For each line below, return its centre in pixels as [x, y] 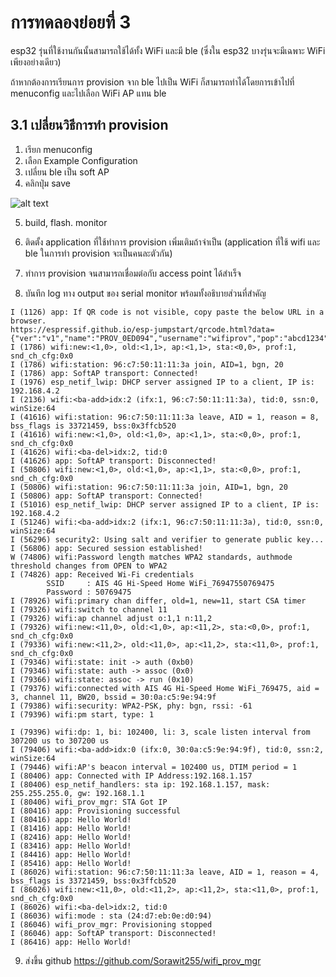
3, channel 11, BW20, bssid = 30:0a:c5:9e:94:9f [113, 697]
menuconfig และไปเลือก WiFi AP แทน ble [88, 93]
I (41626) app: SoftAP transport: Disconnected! [113, 461]
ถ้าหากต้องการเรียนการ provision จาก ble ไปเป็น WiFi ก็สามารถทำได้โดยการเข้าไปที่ [152, 82]
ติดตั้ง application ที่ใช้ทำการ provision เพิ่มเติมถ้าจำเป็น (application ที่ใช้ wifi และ [172, 242]
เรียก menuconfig [58, 149]
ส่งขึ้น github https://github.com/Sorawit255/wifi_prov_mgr [143, 960]
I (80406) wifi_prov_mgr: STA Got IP [89, 802]
